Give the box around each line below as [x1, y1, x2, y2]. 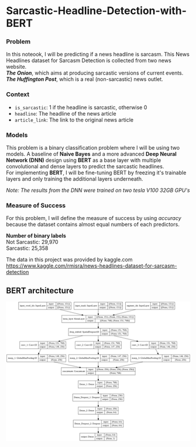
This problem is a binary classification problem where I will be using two [6, 144, 180, 151]
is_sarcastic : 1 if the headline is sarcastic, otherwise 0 [14, 104, 147, 111]
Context [6, 90, 30, 99]
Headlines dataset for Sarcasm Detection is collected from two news [6, 57, 171, 64]
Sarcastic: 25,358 [6, 245, 49, 252]
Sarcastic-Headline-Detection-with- [6, 4, 187, 18]
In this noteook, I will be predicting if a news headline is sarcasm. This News [6, 51, 190, 58]
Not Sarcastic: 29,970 [6, 239, 59, 246]
